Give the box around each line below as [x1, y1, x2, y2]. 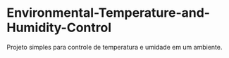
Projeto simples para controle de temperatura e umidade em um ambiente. [6, 43, 223, 51]
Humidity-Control [6, 20, 112, 36]
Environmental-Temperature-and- [6, 5, 211, 21]
